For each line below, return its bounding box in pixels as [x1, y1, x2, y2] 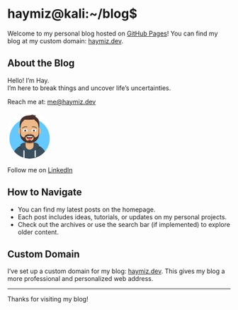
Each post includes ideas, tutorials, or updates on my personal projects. [17, 212, 227, 221]
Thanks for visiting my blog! [7, 295, 89, 304]
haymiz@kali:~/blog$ [7, 6, 138, 22]
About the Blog [7, 57, 75, 70]
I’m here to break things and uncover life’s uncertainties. [7, 84, 171, 92]
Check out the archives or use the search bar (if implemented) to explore [17, 220, 230, 228]
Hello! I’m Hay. [7, 76, 50, 84]
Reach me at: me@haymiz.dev [7, 97, 96, 106]
